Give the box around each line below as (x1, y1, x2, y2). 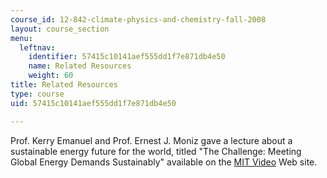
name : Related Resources (28, 61, 132, 71)
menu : (10, 33, 33, 43)
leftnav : (19, 42, 56, 53)
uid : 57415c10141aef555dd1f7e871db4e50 (10, 98, 177, 108)
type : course (10, 89, 65, 99)
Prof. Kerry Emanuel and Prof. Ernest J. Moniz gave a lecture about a (10, 134, 293, 146)
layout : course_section (10, 24, 110, 34)
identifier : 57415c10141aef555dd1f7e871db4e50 (28, 52, 226, 62)
